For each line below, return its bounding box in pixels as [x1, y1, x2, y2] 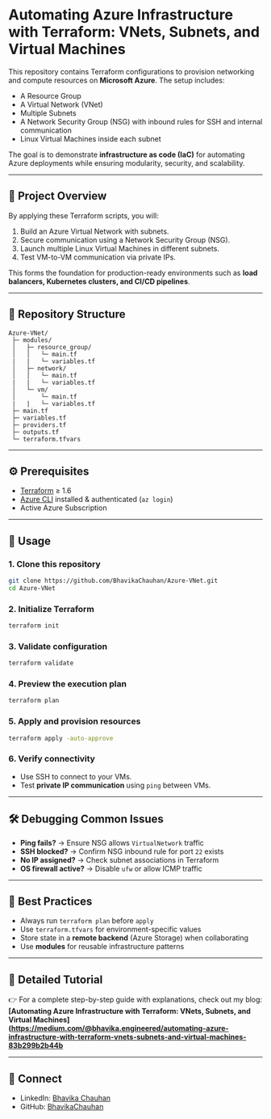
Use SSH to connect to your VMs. [19, 771, 132, 781]
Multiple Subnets [19, 108, 77, 118]
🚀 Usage [8, 534, 51, 547]
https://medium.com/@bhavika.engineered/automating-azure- [10, 1024, 229, 1033]
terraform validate [8, 659, 74, 668]
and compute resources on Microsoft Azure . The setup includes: [8, 75, 225, 85]
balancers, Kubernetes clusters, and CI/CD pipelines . [8, 277, 191, 286]
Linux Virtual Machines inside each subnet [19, 133, 161, 143]
